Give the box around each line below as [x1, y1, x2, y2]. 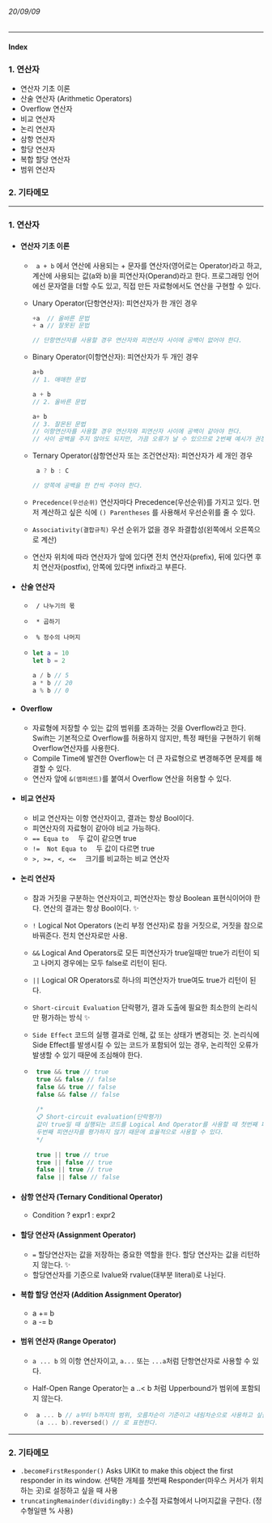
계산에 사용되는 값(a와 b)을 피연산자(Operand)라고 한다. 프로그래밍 [32, 271, 244, 280]
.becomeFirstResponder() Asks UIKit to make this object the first [19, 1466, 233, 1476]
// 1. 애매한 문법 [32, 376, 87, 384]
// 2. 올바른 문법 [32, 398, 87, 406]
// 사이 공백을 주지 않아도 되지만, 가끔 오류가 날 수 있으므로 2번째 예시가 [32, 435, 252, 443]
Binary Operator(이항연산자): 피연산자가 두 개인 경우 [32, 352, 199, 362]
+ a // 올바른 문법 [32, 314, 90, 322]
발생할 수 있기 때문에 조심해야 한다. [32, 1050, 143, 1060]
